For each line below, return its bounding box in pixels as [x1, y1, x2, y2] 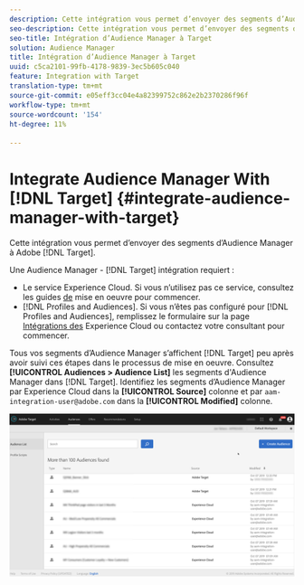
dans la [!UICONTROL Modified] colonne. [117, 396, 273, 407]
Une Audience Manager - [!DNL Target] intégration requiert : [9, 265, 235, 276]
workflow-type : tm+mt [9, 100, 91, 109]
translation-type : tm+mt [9, 81, 103, 90]
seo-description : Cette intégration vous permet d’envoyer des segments [9, 24, 290, 33]
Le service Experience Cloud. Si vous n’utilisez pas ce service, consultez [22, 282, 294, 293]
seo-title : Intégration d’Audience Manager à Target [9, 33, 213, 42]
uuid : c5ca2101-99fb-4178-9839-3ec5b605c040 [9, 62, 180, 71]
